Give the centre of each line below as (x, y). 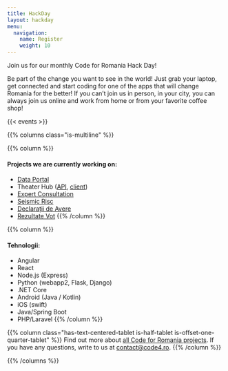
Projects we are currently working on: (62, 164)
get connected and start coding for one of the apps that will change (103, 86)
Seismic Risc (35, 202)
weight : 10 (35, 46)
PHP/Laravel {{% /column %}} (60, 319)
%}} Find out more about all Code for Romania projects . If (132, 340)
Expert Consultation (45, 194)
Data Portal (33, 180)
